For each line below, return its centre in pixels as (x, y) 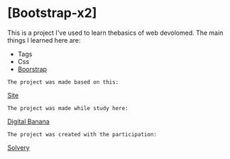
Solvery (18, 148)
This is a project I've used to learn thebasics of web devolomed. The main (115, 33)
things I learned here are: (44, 40)
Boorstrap (32, 69)
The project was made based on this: (63, 82)
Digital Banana (28, 121)
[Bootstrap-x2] (52, 13)
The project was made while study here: (68, 108)
